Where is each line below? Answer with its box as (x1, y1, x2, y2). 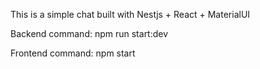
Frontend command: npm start (10, 47, 136, 59)
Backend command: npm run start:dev (10, 28, 169, 39)
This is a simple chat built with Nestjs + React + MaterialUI (10, 9, 251, 20)
